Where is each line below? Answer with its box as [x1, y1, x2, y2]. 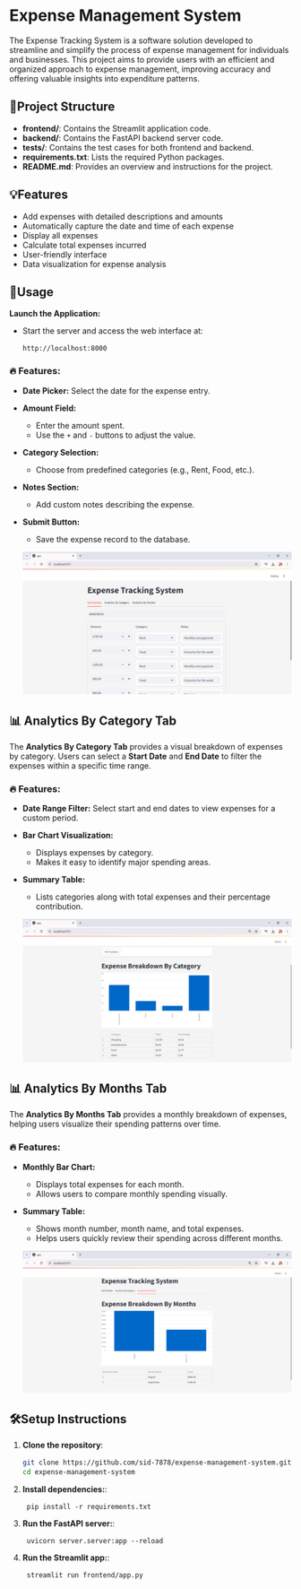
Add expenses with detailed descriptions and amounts [21, 211, 224, 221]
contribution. [35, 901, 83, 912]
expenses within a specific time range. [9, 760, 152, 771]
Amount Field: [21, 403, 77, 413]
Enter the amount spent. [35, 420, 125, 430]
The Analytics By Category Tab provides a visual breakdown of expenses [9, 742, 284, 752]
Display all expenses [21, 230, 99, 240]
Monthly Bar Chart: [21, 1161, 96, 1172]
